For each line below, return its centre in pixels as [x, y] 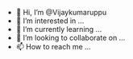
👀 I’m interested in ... [50, 21]
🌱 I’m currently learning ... [59, 29]
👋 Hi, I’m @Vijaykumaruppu [61, 12]
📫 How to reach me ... [53, 47]
